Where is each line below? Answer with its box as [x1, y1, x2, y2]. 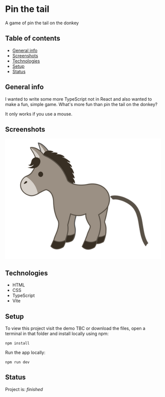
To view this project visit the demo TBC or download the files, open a [5, 326, 146, 332]
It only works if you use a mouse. [5, 111, 73, 117]
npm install [5, 341, 30, 346]
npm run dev [5, 360, 30, 365]
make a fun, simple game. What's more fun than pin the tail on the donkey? [5, 101, 158, 107]
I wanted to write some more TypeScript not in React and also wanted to [5, 96, 152, 102]
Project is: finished [5, 386, 43, 392]
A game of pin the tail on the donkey [5, 20, 79, 26]
